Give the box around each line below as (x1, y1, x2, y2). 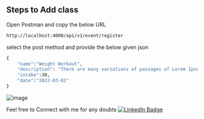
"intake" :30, (17, 72, 50, 78)
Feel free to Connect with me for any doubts (6, 106, 117, 113)
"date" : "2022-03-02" (17, 78, 69, 84)
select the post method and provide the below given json (6, 43, 149, 51)
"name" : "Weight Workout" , (17, 60, 83, 67)
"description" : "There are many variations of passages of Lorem (17, 66, 186, 72)
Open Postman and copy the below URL (6, 21, 106, 28)
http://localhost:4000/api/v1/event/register (6, 33, 123, 39)
